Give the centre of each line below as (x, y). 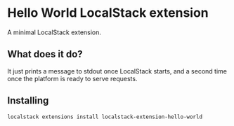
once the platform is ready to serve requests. (72, 78)
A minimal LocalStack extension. (54, 32)
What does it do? (45, 54)
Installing (28, 100)
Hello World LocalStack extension (108, 13)
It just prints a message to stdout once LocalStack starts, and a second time (117, 71)
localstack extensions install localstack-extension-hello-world (105, 117)
